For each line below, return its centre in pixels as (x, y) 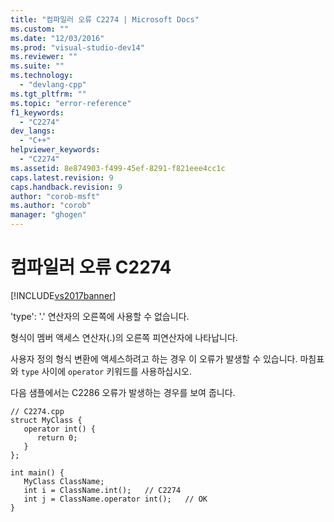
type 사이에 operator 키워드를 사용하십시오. (106, 371)
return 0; (57, 437)
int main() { (37, 472)
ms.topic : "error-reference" (71, 103)
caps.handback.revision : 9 (66, 187)
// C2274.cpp (37, 411)
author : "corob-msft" (55, 196)
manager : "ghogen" (48, 215)
